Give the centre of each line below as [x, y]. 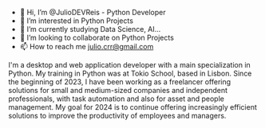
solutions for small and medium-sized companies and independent [118, 90]
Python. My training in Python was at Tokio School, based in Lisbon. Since [130, 73]
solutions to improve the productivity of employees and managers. [117, 116]
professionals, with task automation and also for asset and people [117, 99]
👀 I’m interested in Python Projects [77, 21]
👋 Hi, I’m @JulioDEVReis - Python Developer [93, 12]
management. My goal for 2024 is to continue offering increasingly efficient [132, 107]
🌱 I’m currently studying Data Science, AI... [90, 29]
